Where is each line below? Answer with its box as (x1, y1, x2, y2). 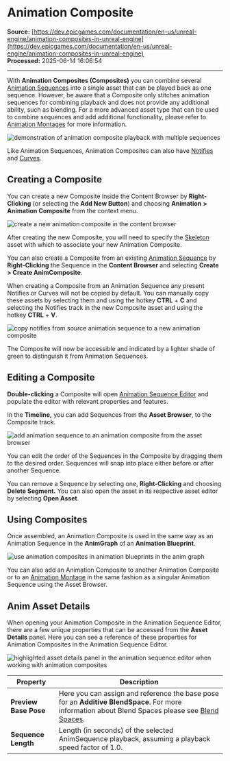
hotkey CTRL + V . (7, 311, 57, 319)
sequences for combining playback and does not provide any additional (7, 98, 209, 106)
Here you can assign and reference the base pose (58, 689, 219, 699)
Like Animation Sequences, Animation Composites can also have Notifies (7, 146, 214, 155)
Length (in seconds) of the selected (58, 725, 174, 735)
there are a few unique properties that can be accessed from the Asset (7, 626, 208, 634)
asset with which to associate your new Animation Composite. (7, 240, 183, 248)
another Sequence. (7, 466, 62, 474)
